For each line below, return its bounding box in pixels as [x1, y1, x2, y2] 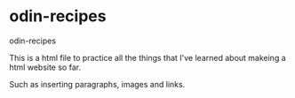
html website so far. [9, 62, 82, 72]
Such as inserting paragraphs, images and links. [9, 79, 186, 89]
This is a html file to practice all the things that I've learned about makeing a [9, 52, 286, 63]
